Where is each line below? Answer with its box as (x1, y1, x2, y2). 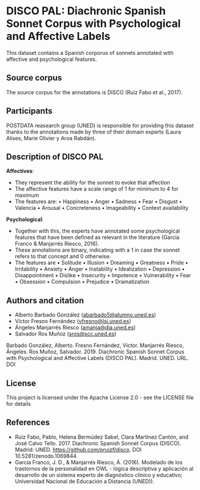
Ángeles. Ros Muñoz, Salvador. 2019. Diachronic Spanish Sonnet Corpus (6, 348, 185, 355)
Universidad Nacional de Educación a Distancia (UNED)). (14, 477, 155, 485)
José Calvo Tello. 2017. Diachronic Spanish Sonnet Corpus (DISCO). (14, 439, 182, 446)
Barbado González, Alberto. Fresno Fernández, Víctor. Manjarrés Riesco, (6, 342, 185, 349)
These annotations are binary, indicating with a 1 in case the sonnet (14, 246, 180, 254)
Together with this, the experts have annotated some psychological (14, 228, 180, 235)
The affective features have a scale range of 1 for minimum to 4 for (14, 185, 179, 193)
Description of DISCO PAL (6, 151, 104, 162)
